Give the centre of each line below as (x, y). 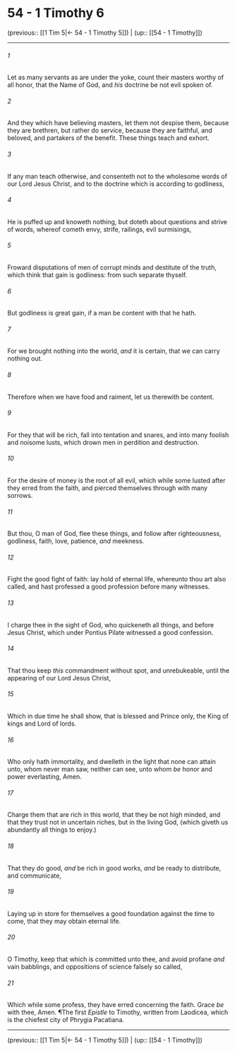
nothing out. (25, 359)
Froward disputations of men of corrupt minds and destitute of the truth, (112, 267)
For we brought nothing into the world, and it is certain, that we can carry (114, 351)
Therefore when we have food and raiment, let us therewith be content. (111, 397)
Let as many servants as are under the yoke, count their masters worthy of (116, 77)
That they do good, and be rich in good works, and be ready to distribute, (114, 868)
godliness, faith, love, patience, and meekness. (76, 541)
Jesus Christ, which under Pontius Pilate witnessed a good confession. (110, 632)
